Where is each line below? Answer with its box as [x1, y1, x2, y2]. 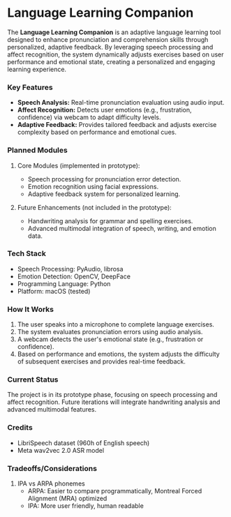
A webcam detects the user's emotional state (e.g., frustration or [17, 335, 204, 343]
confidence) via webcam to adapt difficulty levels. [17, 113, 161, 121]
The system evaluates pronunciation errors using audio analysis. [17, 328, 203, 336]
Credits [7, 423, 33, 433]
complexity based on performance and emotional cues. [17, 128, 177, 137]
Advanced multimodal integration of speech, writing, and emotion [27, 224, 216, 232]
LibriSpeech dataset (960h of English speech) [17, 438, 150, 447]
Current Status [7, 375, 59, 384]
